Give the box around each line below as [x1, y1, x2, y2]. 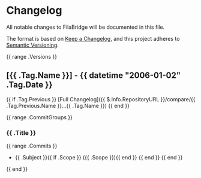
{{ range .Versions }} [6, 53, 58, 60]
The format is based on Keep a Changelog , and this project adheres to [6, 35, 180, 42]
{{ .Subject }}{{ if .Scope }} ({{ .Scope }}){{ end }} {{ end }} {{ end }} [14, 154, 183, 161]
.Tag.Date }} [6, 80, 53, 90]
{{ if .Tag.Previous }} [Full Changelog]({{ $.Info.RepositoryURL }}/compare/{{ [6, 95, 196, 102]
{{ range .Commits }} [6, 142, 58, 150]
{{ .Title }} [6, 128, 36, 137]
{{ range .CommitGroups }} [6, 113, 73, 120]
